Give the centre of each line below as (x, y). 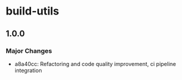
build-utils (32, 11)
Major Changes (29, 51)
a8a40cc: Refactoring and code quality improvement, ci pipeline (95, 64)
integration (28, 70)
